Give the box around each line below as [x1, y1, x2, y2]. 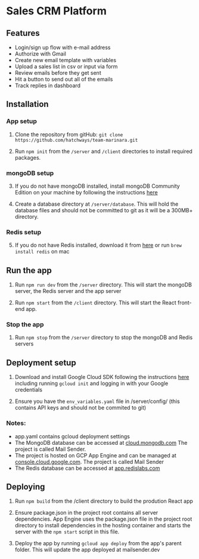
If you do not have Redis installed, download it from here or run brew [14, 242, 182, 249]
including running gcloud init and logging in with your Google [14, 380, 169, 387]
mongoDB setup [6, 169, 54, 177]
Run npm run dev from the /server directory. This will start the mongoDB [14, 281, 192, 288]
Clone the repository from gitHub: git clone [14, 130, 123, 138]
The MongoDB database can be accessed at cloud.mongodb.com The [14, 439, 188, 446]
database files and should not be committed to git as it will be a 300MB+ [14, 206, 193, 213]
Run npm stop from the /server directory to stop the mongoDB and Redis [14, 334, 193, 341]
